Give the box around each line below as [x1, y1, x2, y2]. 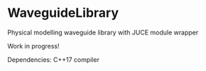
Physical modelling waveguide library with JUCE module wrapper [7, 28, 199, 37]
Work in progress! [7, 41, 60, 50]
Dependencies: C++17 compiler [7, 55, 99, 64]
